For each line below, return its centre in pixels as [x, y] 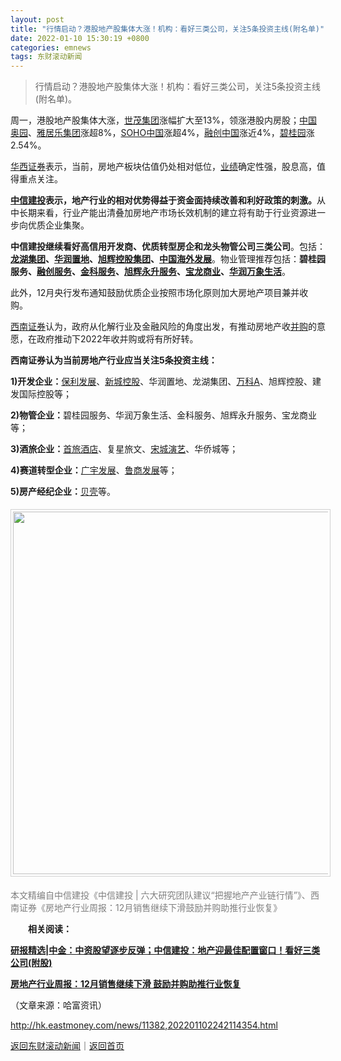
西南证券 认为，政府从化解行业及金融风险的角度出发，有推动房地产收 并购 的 [163, 327]
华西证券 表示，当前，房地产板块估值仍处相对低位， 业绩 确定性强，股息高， [163, 167]
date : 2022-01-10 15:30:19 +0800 [80, 38]
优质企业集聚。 [58, 225]
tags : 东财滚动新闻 [46, 57]
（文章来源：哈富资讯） [58, 1005]
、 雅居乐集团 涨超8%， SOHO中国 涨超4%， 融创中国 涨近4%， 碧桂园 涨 [171, 133]
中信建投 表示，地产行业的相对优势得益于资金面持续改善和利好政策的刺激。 [163, 200]
